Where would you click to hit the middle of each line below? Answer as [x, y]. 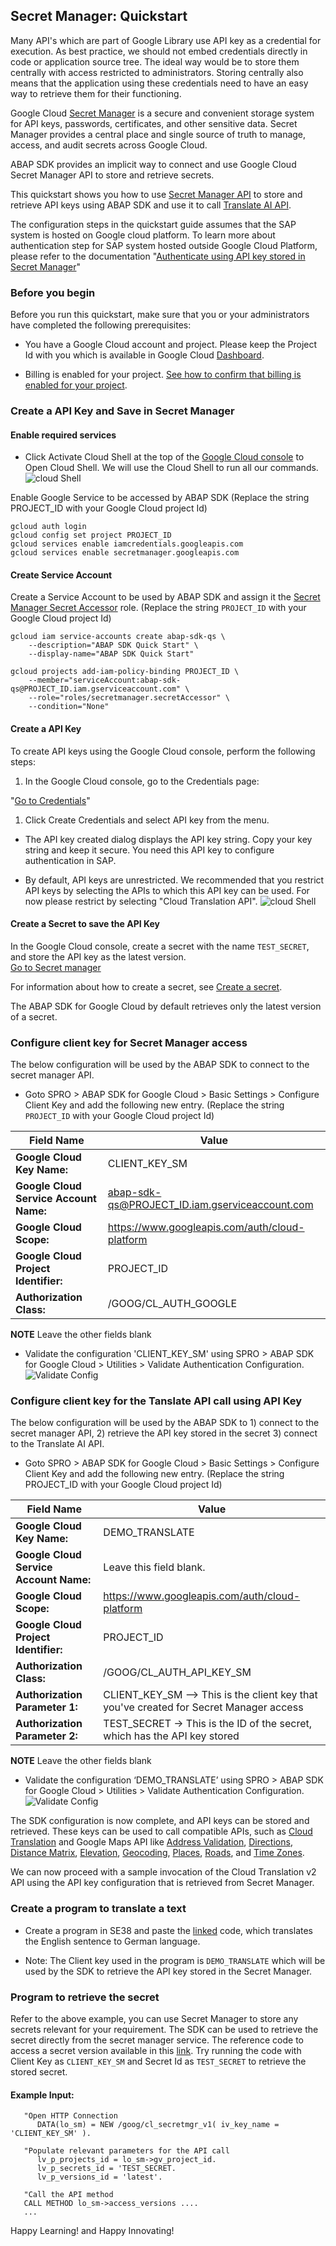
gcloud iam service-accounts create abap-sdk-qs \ [118, 637]
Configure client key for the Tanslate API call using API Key [156, 1401]
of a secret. [34, 1016]
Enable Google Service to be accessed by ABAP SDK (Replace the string [160, 498]
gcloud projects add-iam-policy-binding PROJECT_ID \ [125, 672]
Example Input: [42, 2095]
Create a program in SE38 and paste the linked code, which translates [168, 1930]
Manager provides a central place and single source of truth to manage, [158, 134]
